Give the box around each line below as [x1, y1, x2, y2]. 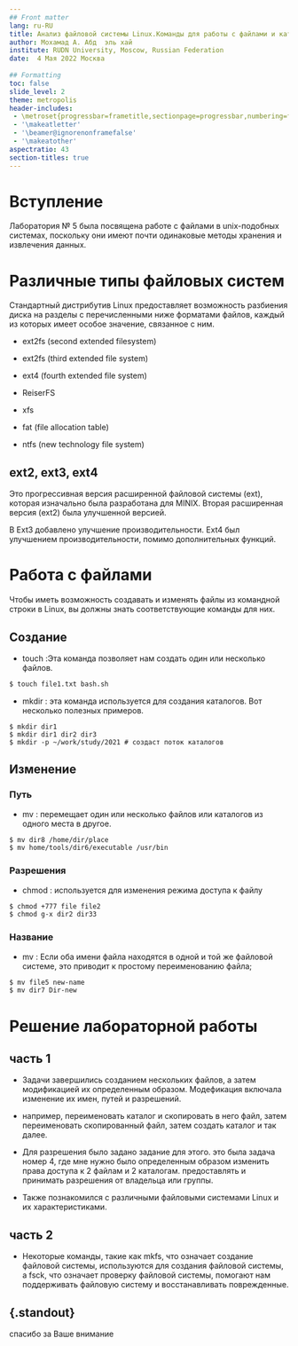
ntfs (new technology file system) [21, 439, 145, 450]
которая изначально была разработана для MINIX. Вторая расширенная [9, 498, 284, 508]
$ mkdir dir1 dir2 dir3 [9, 729, 98, 739]
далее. [21, 1130, 48, 1140]
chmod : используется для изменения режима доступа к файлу [21, 885, 263, 895]
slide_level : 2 [9, 87, 66, 96]
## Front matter [9, 12, 69, 22]
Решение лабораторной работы [9, 1016, 258, 1036]
